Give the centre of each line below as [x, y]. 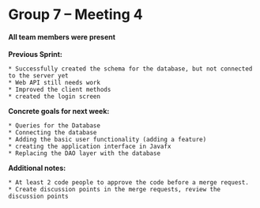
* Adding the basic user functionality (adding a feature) [107, 140]
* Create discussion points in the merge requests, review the [115, 190]
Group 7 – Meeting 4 [76, 15]
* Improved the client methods [60, 90]
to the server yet [38, 76]
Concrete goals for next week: [59, 112]
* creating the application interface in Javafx [90, 147]
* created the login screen [55, 96]
